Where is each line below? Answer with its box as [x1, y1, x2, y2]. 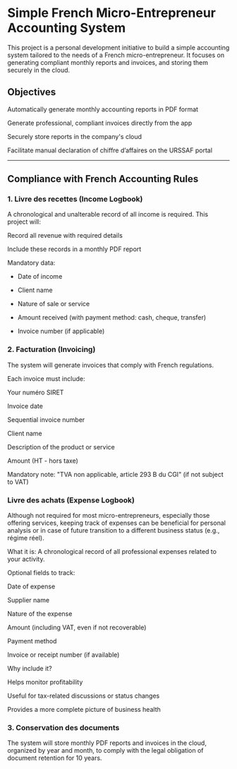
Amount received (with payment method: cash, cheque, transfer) [17, 313, 207, 322]
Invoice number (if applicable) [17, 327, 105, 336]
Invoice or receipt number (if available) [7, 650, 120, 659]
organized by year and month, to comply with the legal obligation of [7, 746, 204, 755]
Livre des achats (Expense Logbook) [7, 495, 135, 505]
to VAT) [7, 478, 30, 486]
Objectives [7, 86, 56, 98]
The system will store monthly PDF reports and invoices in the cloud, [7, 739, 207, 747]
